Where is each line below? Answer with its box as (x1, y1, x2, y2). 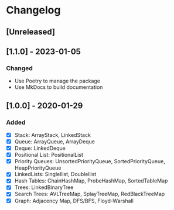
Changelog (6, 4, 61, 17)
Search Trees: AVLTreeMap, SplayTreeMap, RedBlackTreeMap (14, 191, 165, 198)
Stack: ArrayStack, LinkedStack (14, 131, 91, 138)
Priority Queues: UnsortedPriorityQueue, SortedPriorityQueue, (14, 158, 165, 165)
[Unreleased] (6, 27, 56, 37)
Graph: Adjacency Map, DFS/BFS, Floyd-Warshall (14, 197, 134, 204)
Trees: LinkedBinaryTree (14, 184, 74, 191)
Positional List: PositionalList (14, 152, 84, 159)
